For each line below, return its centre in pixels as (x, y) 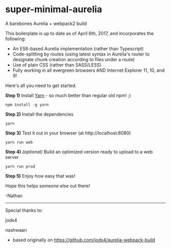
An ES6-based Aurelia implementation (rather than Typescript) (78, 48)
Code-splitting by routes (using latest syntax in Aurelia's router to (81, 54)
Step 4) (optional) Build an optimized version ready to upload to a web (79, 152)
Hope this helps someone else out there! (48, 186)
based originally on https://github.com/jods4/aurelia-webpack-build (84, 240)
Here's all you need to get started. (41, 86)
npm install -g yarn (27, 105)
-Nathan (14, 196)
